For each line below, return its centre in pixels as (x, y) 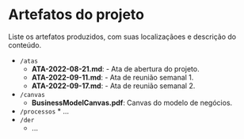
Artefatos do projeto (76, 15)
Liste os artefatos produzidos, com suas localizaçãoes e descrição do (122, 37)
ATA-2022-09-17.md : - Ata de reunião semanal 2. (113, 86)
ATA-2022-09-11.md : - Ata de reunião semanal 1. (112, 77)
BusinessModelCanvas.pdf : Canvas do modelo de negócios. (132, 102)
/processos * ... (44, 111)
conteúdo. (25, 44)
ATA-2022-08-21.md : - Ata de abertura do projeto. (115, 68)
